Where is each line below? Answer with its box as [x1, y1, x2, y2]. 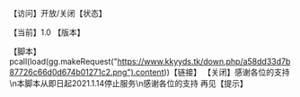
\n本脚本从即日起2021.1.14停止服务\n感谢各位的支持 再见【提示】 [9, 78, 249, 88]
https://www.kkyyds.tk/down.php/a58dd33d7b [117, 57, 291, 66]
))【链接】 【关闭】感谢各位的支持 [163, 66, 290, 77]
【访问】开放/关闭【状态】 [9, 8, 108, 18]
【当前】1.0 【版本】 [9, 27, 85, 38]
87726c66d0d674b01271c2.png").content [9, 66, 164, 77]
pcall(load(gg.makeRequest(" [9, 57, 119, 66]
